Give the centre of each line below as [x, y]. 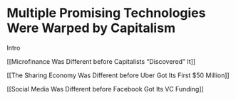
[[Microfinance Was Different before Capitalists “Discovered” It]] [101, 61]
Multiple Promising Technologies [106, 13]
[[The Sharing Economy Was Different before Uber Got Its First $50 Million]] [118, 75]
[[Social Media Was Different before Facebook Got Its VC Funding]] [105, 89]
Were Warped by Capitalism [91, 28]
